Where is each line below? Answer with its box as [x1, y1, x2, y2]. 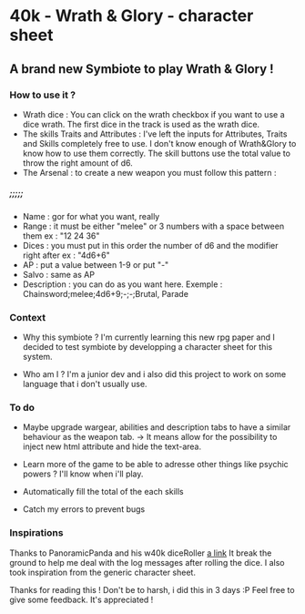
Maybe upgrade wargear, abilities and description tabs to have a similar [22, 422, 291, 433]
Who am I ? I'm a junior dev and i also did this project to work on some [22, 369, 287, 380]
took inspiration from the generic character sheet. [9, 567, 196, 578]
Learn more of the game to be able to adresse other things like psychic [22, 459, 289, 470]
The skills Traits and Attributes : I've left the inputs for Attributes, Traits [22, 128, 288, 139]
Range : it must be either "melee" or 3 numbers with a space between [22, 220, 285, 231]
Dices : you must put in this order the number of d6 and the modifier [22, 240, 279, 251]
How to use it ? [9, 88, 76, 101]
